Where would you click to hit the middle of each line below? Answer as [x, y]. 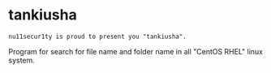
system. [22, 60]
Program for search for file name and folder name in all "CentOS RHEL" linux [136, 51]
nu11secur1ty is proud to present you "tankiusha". [97, 36]
